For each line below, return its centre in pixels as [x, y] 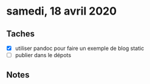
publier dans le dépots [43, 55]
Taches [21, 34]
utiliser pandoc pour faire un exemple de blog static [80, 48]
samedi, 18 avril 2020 [62, 11]
